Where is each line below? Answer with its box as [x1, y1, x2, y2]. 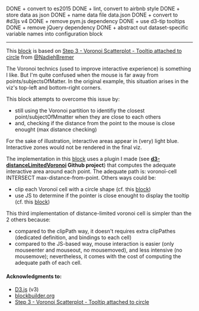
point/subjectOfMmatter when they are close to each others [14, 113, 161, 120]
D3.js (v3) [14, 286, 39, 293]
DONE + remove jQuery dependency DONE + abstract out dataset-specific [6, 24, 188, 31]
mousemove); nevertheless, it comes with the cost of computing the [14, 253, 182, 260]
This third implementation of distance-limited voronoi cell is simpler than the [6, 210, 192, 217]
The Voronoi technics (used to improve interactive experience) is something [6, 65, 191, 72]
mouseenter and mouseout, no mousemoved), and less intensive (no [14, 246, 182, 253]
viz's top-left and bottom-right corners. [6, 84, 102, 91]
